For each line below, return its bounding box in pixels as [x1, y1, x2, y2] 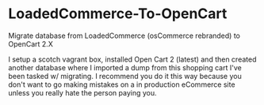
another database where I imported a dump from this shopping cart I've [8, 62, 242, 72]
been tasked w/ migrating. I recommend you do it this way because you [8, 71, 242, 81]
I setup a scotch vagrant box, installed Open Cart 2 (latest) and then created [8, 54, 257, 64]
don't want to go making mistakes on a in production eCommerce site [8, 80, 235, 89]
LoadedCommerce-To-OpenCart [8, 5, 228, 23]
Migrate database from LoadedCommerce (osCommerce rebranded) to [8, 31, 240, 40]
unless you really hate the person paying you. [8, 88, 157, 97]
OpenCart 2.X [8, 39, 53, 48]
